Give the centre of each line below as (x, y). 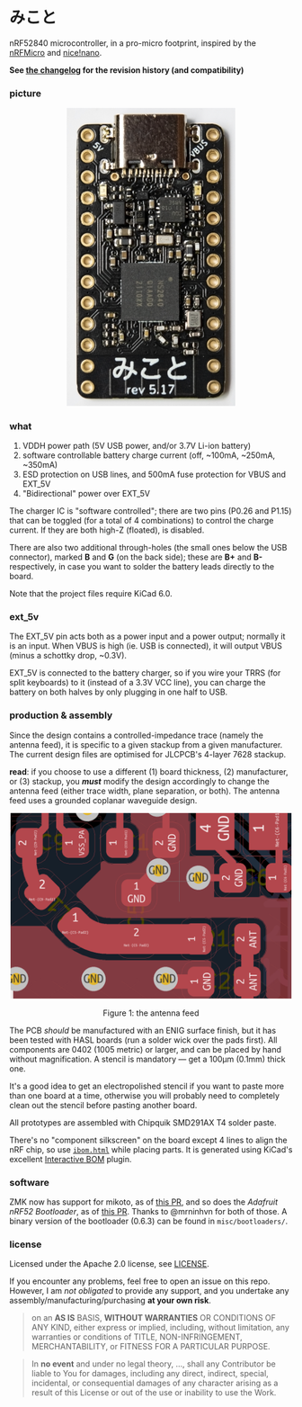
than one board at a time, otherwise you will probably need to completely (145, 1095)
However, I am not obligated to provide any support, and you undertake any (149, 1291)
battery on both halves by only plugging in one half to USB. (119, 692)
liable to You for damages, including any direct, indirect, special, (150, 1374)
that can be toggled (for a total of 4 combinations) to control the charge (142, 521)
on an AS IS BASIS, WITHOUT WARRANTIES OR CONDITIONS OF (154, 1318)
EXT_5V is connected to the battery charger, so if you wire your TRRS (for (145, 673)
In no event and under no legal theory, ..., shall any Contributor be (153, 1364)
